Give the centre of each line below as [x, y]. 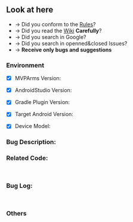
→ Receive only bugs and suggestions [63, 50]
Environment [25, 65]
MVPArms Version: [38, 78]
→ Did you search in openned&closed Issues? [71, 43]
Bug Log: [19, 186]
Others [16, 213]
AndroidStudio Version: [43, 90]
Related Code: [27, 158]
